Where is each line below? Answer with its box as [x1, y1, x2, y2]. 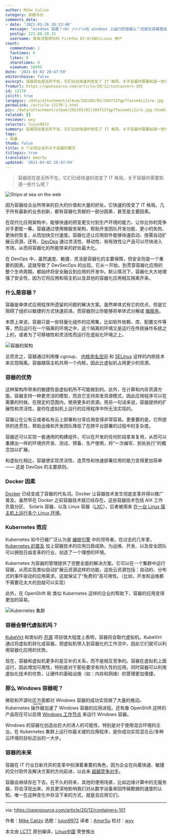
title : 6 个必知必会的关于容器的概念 [5, 145, 76, 151]
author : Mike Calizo [5, 7, 50, 13]
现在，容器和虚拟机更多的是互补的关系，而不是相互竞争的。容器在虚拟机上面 [5, 658, 167, 664]
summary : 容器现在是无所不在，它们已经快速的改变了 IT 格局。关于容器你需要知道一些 [5, 127, 165, 132]
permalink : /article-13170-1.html [5, 103, 79, 108]
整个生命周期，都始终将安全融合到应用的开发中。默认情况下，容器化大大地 [5, 268, 162, 275]
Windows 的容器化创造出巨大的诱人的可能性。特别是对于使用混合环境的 [5, 722, 156, 728]
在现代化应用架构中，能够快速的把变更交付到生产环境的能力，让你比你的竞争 [5, 219, 167, 225]
